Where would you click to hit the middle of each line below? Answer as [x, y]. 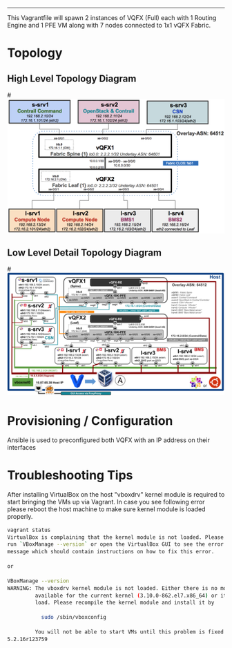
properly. [20, 516]
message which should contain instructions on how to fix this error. [111, 552]
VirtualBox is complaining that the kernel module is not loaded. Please [116, 537]
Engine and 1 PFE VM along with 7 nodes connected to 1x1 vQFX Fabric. [109, 25]
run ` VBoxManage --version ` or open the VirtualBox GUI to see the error [116, 544]
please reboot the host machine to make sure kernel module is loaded [106, 509]
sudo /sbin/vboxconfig [74, 618]
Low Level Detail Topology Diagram [85, 252]
